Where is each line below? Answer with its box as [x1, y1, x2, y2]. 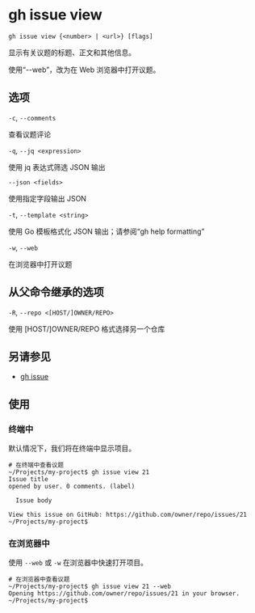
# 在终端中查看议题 [8, 461, 65, 470]
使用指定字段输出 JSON [8, 193, 87, 203]
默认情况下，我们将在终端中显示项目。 [8, 443, 136, 454]
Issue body [15, 497, 52, 505]
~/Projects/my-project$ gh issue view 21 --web [8, 582, 172, 591]
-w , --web [8, 243, 39, 252]
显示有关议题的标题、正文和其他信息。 [8, 47, 136, 57]
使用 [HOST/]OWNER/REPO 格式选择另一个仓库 [8, 323, 165, 333]
